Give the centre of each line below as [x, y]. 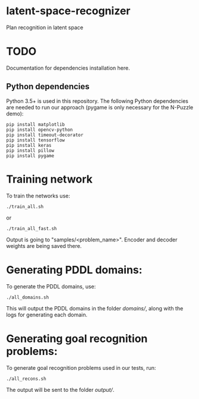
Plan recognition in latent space [45, 27]
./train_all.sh [25, 206]
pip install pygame [30, 156]
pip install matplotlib [36, 124]
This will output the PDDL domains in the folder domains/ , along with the [95, 308]
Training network [50, 179]
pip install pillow [30, 150]
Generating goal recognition [77, 339]
